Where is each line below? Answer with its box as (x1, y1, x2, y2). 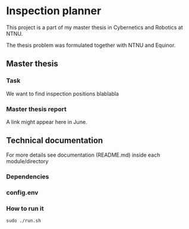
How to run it (6, 204, 44, 212)
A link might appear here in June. (6, 118, 87, 125)
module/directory (6, 157, 49, 164)
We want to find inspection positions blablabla (6, 90, 119, 97)
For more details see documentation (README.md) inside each (6, 151, 160, 158)
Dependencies (6, 172, 49, 180)
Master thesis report (6, 105, 67, 113)
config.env (6, 188, 39, 196)
